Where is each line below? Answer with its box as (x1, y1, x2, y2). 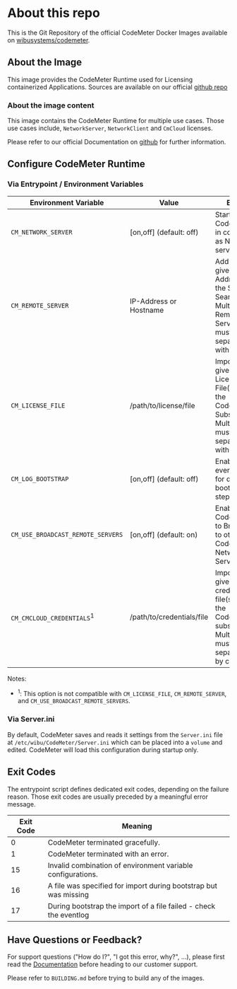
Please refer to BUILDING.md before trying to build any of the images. (7, 974, 205, 983)
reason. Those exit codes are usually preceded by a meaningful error (7, 792, 208, 801)
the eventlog (47, 910, 90, 920)
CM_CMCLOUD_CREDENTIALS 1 (11, 611, 95, 622)
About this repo (7, 5, 100, 21)
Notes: (7, 674, 27, 683)
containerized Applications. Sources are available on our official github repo (7, 83, 228, 91)
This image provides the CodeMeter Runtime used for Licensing (7, 75, 193, 83)
